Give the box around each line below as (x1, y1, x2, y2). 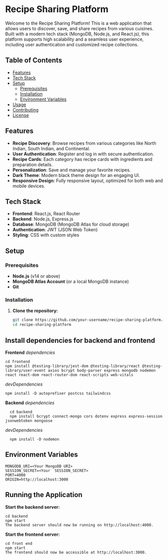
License (12, 112, 29, 118)
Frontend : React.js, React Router (12, 211, 80, 217)
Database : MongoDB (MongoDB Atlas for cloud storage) (12, 221, 129, 227)
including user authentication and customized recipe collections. (5, 41, 139, 47)
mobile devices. (12, 182, 46, 189)
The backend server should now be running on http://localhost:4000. (5, 522, 154, 527)
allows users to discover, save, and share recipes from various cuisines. (5, 25, 154, 31)
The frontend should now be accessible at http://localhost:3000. (5, 549, 147, 555)
